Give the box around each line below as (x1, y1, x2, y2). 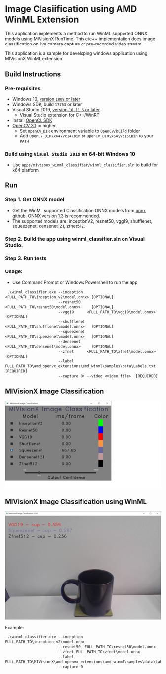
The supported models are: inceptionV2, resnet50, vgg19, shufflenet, (12, 218, 153, 224)
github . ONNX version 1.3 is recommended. (12, 213, 100, 219)
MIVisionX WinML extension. (5, 55, 64, 61)
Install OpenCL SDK (12, 117, 53, 123)
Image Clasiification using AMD (5, 3, 137, 15)
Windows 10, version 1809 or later (12, 96, 81, 102)
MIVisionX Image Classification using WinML (5, 498, 147, 506)
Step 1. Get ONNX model (5, 196, 65, 203)
